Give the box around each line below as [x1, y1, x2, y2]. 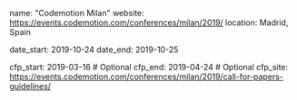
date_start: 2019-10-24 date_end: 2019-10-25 [9, 44, 179, 55]
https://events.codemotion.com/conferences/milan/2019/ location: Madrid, [9, 17, 289, 28]
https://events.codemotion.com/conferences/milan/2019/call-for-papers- [9, 71, 284, 82]
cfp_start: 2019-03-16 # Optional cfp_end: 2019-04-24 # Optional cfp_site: [9, 62, 289, 72]
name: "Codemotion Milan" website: [9, 8, 145, 18]
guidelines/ [9, 81, 52, 91]
